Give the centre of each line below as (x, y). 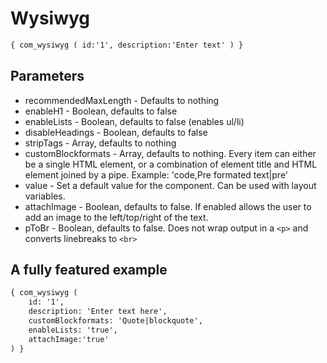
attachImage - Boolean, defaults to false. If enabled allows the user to (168, 206)
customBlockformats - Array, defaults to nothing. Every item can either (170, 153)
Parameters (47, 76)
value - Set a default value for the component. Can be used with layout (170, 185)
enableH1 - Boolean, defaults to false (101, 111)
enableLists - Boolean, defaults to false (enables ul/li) (134, 121)
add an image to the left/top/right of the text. (116, 217)
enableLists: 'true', (73, 330)
